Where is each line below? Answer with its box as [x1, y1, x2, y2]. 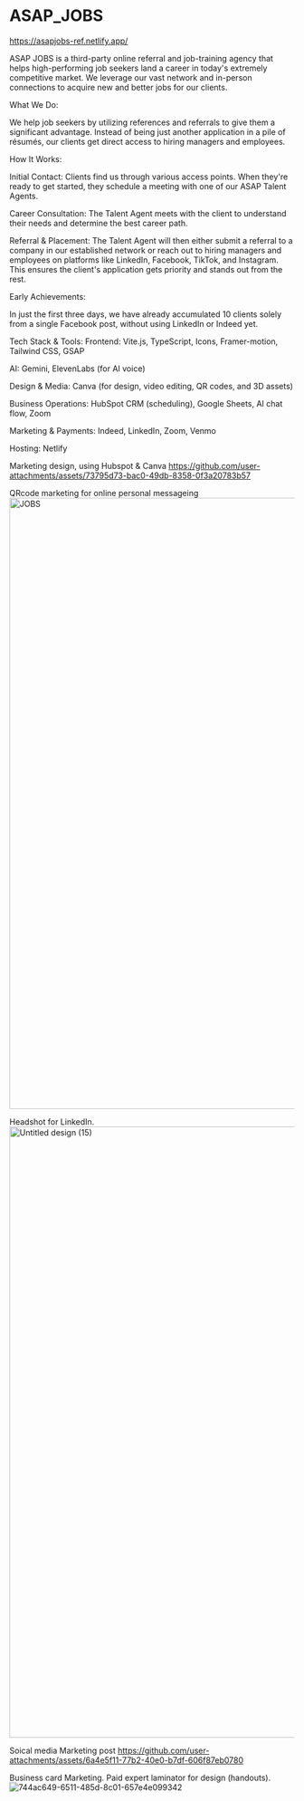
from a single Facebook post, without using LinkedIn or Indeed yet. [9, 318, 259, 329]
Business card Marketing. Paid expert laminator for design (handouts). [9, 1772, 271, 1783]
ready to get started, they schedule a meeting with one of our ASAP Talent [9, 180, 287, 191]
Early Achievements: [9, 291, 86, 302]
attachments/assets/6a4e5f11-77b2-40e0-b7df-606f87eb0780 [9, 1754, 244, 1766]
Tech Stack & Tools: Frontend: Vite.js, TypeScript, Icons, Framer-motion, [9, 336, 279, 347]
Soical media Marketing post [9, 1745, 116, 1756]
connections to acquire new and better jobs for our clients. [9, 81, 228, 92]
